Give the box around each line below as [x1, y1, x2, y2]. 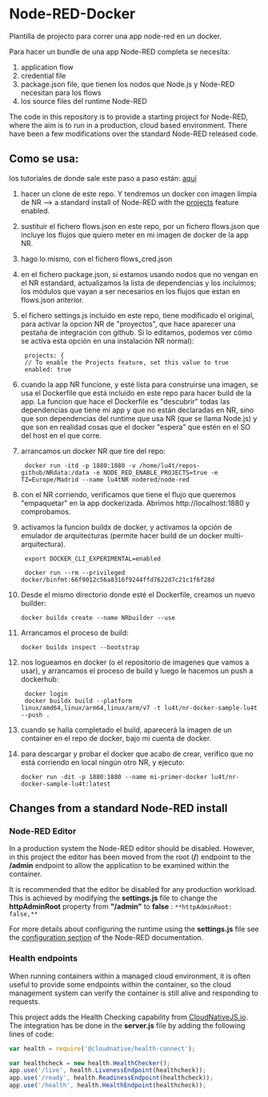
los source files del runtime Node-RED [20, 96, 147, 106]
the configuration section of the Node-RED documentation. [9, 933, 204, 942]
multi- [223, 530, 244, 540]
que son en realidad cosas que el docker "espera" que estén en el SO [20, 422, 251, 432]
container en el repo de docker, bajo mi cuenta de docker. [20, 733, 212, 743]
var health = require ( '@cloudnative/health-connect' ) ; [9, 1044, 196, 1053]
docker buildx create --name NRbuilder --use [20, 613, 175, 621]
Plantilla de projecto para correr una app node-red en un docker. [9, 31, 222, 41]
